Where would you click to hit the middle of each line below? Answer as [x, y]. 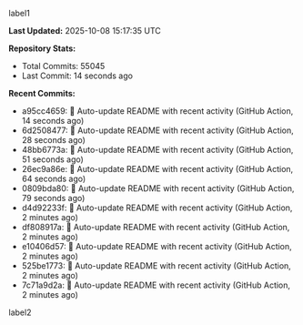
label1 [20, 13]
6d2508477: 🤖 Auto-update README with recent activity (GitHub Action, [157, 130]
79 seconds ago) [53, 198]
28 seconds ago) [53, 140]
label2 [20, 312]
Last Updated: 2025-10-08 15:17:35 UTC [85, 30]
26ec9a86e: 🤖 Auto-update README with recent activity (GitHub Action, [157, 169]
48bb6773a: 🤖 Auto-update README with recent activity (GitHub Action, [157, 150]
